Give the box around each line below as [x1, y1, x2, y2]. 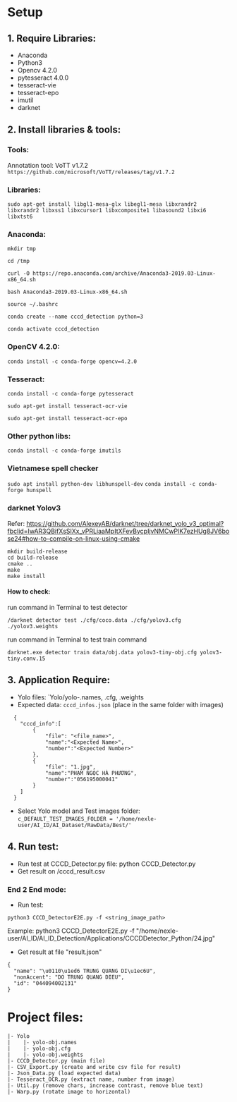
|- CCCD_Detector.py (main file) [7, 1057, 106, 1065]
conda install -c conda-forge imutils [7, 447, 121, 455]
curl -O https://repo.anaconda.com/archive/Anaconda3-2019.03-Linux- [7, 270, 217, 277]
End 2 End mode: [7, 884, 67, 894]
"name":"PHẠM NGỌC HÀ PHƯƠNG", [44, 769, 138, 776]
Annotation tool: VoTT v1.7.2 [7, 161, 88, 169]
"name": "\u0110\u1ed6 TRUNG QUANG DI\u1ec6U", [13, 967, 157, 974]
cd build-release [7, 554, 59, 561]
